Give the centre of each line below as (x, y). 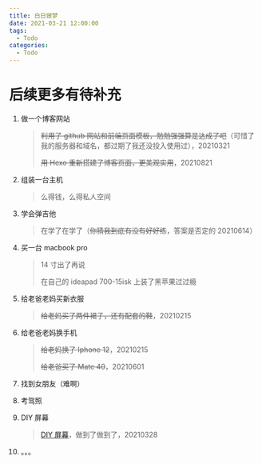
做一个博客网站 (45, 118)
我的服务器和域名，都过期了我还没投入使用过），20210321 (135, 146)
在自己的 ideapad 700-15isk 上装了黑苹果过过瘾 (118, 282)
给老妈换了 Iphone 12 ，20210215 (94, 350)
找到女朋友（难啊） (52, 383)
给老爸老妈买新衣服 (52, 298)
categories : (29, 46)
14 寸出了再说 (63, 264)
